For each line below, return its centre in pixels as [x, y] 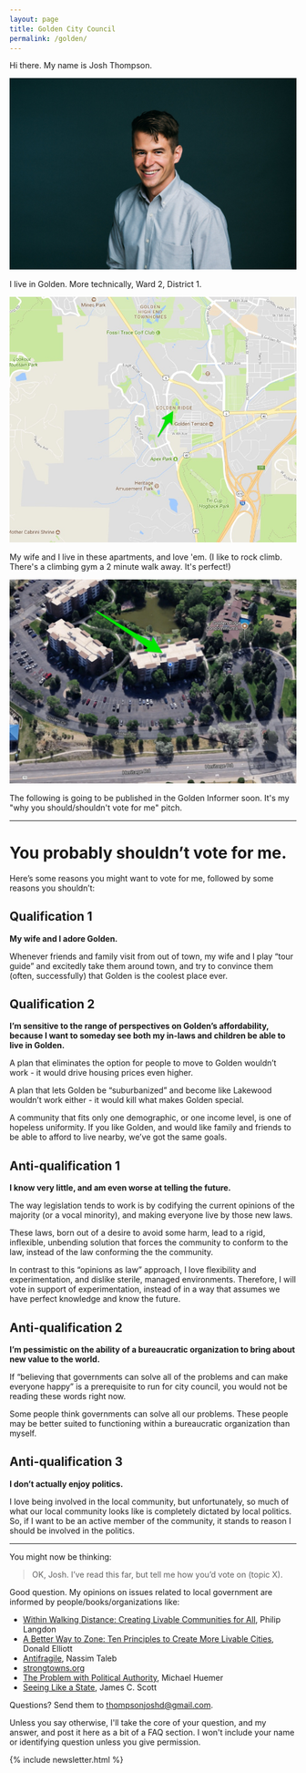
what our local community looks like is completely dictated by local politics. [151, 1511]
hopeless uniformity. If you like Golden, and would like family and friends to [150, 1128]
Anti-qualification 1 [65, 1165]
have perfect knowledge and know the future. [95, 1299]
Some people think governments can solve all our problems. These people [149, 1414]
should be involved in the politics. [72, 1531]
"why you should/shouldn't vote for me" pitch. [96, 808]
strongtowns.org [53, 1667]
